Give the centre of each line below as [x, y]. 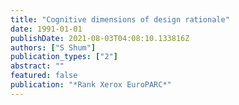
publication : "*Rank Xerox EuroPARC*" [91, 85]
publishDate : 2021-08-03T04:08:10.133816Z [100, 38]
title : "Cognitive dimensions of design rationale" [120, 19]
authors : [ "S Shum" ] [53, 47]
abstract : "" [37, 66]
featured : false [44, 76]
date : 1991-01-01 [46, 29]
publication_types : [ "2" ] [64, 57]
